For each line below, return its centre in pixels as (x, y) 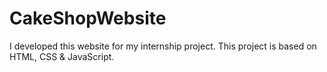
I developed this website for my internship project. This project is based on (163, 46)
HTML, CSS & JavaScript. (62, 56)
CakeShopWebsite (88, 18)
